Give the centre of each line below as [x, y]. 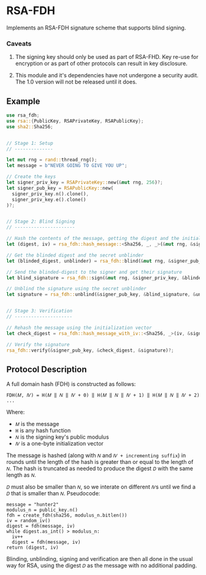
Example [23, 101]
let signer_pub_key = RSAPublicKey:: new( [60, 188]
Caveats [19, 44]
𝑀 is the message [37, 424]
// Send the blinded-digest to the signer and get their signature [94, 272]
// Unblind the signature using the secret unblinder [77, 289]
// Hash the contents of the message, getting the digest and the [93, 239]
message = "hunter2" [33, 505]
